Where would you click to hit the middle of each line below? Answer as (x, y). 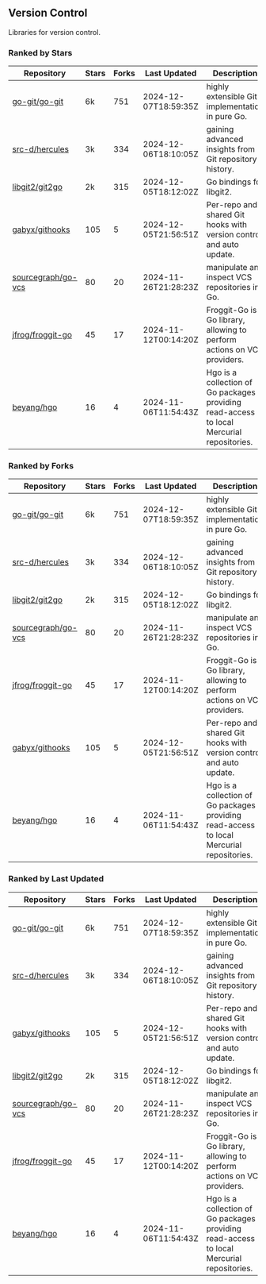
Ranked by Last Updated (56, 879)
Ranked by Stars (40, 52)
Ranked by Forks (41, 466)
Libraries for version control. (55, 32)
